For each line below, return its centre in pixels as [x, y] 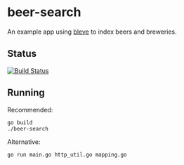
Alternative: [24, 142]
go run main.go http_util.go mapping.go [67, 154]
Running [26, 93]
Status [22, 54]
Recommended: [30, 110]
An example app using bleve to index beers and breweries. [92, 32]
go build [20, 123]
